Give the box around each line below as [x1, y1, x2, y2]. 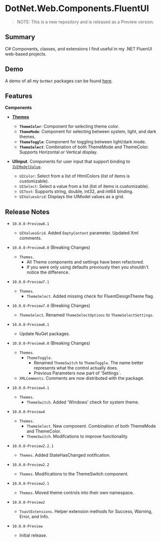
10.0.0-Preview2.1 [12, 481, 49, 486]
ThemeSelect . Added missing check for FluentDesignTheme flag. [26, 294, 154, 299]
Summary [5, 33, 35, 41]
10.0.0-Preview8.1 [12, 221, 49, 227]
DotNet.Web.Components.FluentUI [5, 3, 149, 14]
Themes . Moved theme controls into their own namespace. [19, 490, 134, 496]
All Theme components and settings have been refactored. [26, 259, 145, 265]
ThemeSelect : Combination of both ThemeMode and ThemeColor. [19, 144, 149, 150]
